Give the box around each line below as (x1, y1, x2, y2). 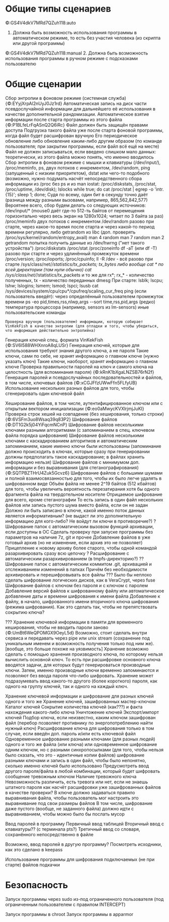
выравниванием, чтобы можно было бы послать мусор (5, 811, 125, 817)
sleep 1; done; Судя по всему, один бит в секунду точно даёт (17, 191, 148, 197)
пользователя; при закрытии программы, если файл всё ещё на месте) (5, 143, 159, 149)
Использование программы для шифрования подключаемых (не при (5, 856, 155, 862)
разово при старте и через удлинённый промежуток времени (5, 250, 139, 256)
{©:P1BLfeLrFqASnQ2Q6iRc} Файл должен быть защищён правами (5, 122, 148, 128)
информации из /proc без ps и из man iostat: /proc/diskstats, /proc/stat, (5, 181, 157, 187)
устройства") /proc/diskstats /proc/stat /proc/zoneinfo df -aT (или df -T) (5, 245, 157, 251)
